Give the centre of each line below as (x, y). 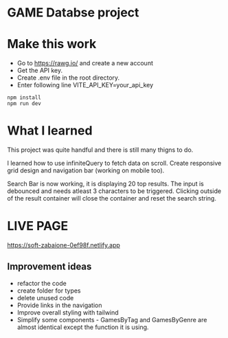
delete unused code (45, 297)
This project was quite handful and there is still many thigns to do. (100, 150)
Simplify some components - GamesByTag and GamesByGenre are (112, 319)
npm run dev (24, 104)
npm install (24, 98)
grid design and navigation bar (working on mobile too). (86, 170)
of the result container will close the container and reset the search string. (112, 199)
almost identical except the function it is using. (83, 327)
